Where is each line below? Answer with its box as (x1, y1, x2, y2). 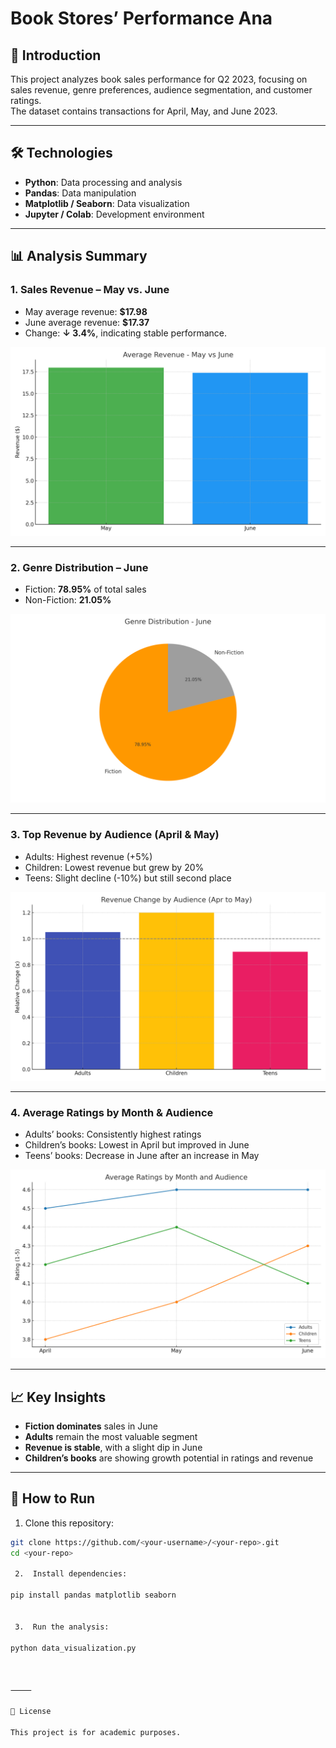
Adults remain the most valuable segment (24, 1431, 198, 1443)
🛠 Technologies (10, 145, 113, 162)
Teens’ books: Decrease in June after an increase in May (24, 1150, 260, 1161)
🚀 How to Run (10, 1490, 96, 1507)
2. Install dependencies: (14, 1569, 128, 1579)
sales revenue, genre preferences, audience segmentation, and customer (10, 84, 313, 96)
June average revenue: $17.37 (24, 316, 150, 328)
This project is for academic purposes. (10, 1727, 182, 1737)
